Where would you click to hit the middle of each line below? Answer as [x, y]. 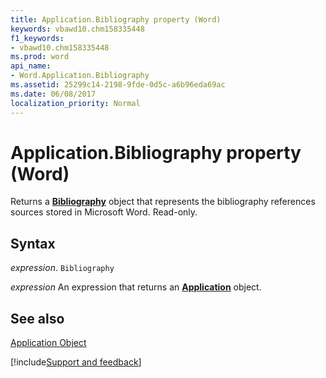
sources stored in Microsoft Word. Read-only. [104, 212]
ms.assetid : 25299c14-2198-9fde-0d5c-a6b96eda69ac [118, 85]
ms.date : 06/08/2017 [53, 94]
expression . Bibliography [62, 268]
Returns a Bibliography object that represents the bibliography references [163, 202]
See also [37, 318]
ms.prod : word [40, 57]
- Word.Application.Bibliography [80, 76]
